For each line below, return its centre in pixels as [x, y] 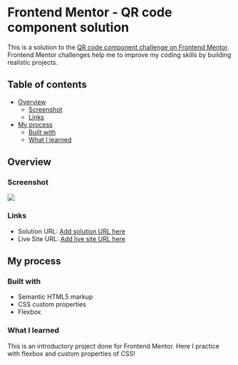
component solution [68, 27]
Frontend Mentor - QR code [90, 12]
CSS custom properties [52, 305]
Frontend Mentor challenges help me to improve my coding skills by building [119, 55]
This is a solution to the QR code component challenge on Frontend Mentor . [118, 47]
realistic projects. [33, 62]
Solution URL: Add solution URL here [72, 231]
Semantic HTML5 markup [55, 297]
